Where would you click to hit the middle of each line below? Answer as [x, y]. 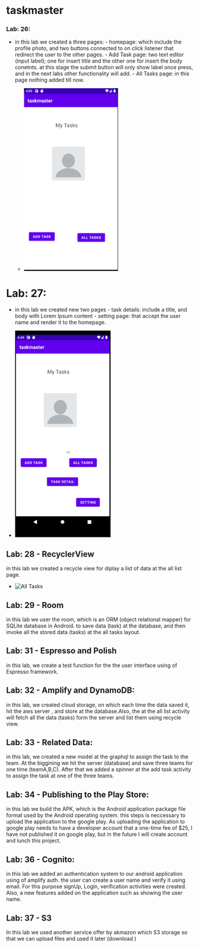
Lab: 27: [26, 293]
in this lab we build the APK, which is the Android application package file [96, 809]
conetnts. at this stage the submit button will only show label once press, [104, 67]
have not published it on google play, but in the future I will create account [97, 834]
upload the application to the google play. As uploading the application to [96, 822]
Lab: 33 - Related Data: [50, 742]
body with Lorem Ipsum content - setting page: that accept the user [98, 316]
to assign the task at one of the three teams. [60, 776]
